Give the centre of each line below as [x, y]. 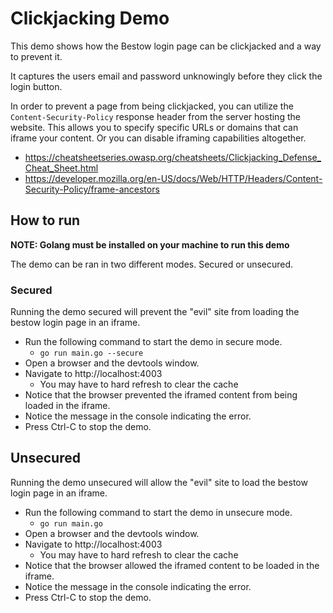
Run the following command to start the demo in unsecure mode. [158, 512]
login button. [36, 86]
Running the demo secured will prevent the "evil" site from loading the [155, 312]
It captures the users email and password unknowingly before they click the [166, 76]
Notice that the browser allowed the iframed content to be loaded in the [172, 565]
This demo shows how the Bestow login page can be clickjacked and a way [166, 46]
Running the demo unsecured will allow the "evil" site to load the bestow [159, 482]
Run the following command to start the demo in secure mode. [153, 342]
